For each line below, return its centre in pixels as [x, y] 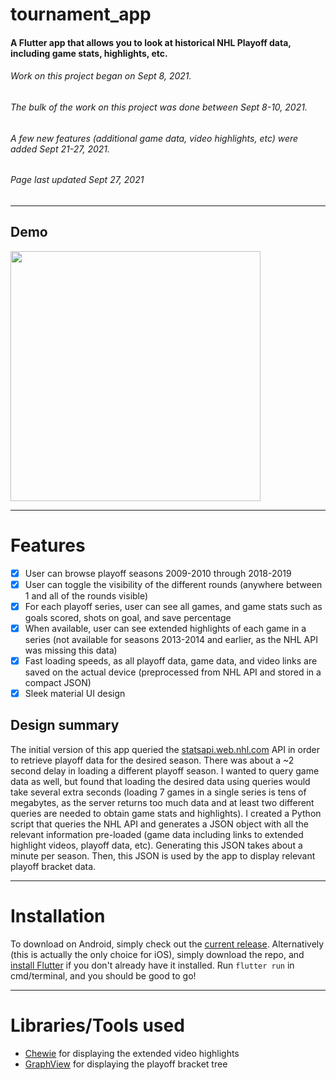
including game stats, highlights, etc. [89, 53]
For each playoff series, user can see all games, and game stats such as [173, 606]
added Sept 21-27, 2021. [60, 149]
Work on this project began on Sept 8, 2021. [101, 76]
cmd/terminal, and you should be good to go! [103, 975]
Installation [58, 915]
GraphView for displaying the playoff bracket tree [126, 1064]
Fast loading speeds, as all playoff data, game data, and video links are [171, 660]
